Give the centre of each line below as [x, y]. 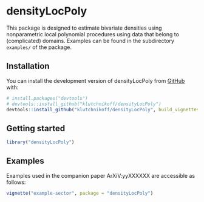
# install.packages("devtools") [47, 98]
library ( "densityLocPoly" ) [40, 142]
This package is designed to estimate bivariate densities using [84, 28]
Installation [28, 66]
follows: [16, 182]
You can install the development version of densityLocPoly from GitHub [96, 80]
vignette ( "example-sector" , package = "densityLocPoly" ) [80, 193]
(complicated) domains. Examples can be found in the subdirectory [90, 41]
